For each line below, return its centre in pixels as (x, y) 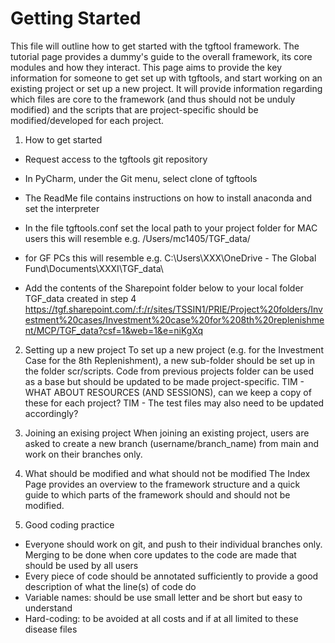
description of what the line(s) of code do (110, 586)
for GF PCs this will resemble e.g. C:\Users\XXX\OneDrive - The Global (170, 258)
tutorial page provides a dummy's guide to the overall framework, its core (161, 56)
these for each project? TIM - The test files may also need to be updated (174, 403)
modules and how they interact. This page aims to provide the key (146, 67)
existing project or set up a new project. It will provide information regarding (166, 88)
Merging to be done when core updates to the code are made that (160, 554)
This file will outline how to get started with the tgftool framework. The (155, 46)
